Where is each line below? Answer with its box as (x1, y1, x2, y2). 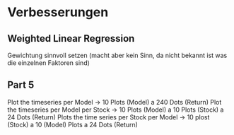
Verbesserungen (7, 4, 109, 20)
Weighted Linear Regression (7, 33, 135, 45)
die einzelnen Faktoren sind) (7, 59, 90, 67)
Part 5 (7, 79, 35, 91)
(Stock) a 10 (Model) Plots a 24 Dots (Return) (7, 120, 138, 129)
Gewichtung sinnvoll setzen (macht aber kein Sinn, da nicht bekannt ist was (7, 51, 228, 59)
